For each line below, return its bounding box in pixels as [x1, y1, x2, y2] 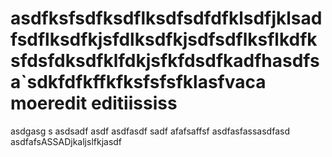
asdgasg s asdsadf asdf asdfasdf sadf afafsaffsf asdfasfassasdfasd [10, 125, 290, 137]
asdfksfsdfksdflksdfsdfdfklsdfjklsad [10, 7, 323, 30]
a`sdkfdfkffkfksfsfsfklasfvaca [10, 71, 267, 94]
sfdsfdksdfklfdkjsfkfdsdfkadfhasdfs [10, 50, 320, 72]
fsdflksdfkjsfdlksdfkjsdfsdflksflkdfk [10, 28, 318, 51]
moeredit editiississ [10, 92, 178, 115]
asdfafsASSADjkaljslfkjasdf [10, 135, 123, 147]
